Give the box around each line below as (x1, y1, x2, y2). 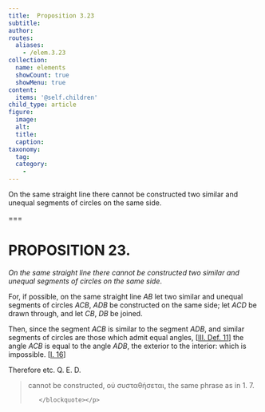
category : (15, 160, 48, 168)
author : (8, 26, 34, 34)
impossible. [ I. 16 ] (8, 349, 66, 359)
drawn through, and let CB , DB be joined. (8, 308, 143, 318)
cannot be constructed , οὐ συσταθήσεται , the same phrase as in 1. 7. (27, 380, 255, 390)
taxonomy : (8, 145, 42, 153)
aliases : (15, 42, 45, 50)
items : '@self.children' (15, 93, 98, 101)
